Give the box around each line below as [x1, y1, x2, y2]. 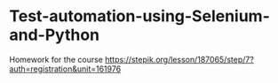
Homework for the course [9, 54, 104, 64]
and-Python [9, 25, 100, 45]
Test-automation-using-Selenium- [9, 6, 271, 26]
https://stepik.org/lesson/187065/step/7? [105, 54, 255, 64]
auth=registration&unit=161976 [9, 64, 122, 74]
